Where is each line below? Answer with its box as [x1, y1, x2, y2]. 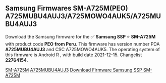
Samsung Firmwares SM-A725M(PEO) [5, 4, 128, 13]
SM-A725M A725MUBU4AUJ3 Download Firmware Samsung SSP [5, 67, 142, 73]
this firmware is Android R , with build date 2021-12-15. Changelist [5, 52, 142, 58]
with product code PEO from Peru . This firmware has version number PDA [5, 40, 160, 47]
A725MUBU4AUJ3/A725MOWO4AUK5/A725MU [5, 12, 161, 21]
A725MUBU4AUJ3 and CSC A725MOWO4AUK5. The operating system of [5, 46, 160, 52]
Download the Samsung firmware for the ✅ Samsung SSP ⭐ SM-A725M [5, 33, 156, 39]
